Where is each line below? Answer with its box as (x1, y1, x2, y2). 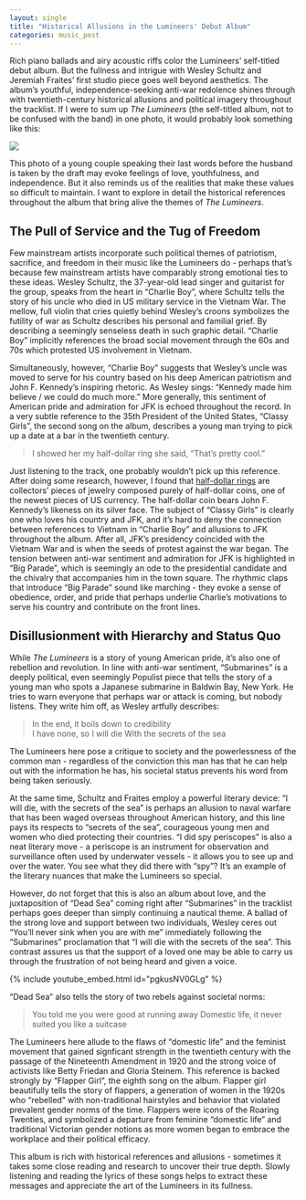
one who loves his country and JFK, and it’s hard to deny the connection (9, 514, 281, 525)
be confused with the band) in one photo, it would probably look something (9, 113, 293, 124)
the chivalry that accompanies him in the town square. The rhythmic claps (9, 573, 289, 584)
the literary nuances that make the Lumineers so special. (9, 870, 223, 881)
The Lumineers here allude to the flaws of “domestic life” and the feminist (9, 1037, 286, 1047)
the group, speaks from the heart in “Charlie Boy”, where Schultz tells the (9, 287, 285, 298)
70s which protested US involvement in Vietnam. (9, 344, 193, 356)
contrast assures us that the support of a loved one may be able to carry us (9, 946, 294, 957)
